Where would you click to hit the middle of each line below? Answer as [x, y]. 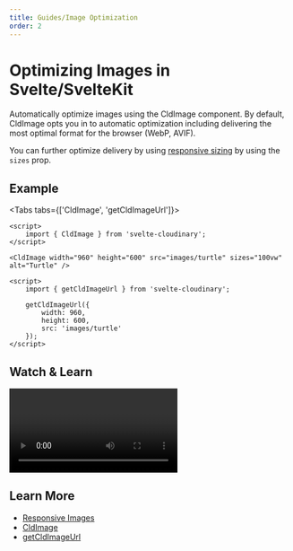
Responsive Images [58, 518]
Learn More [42, 496]
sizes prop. [30, 160]
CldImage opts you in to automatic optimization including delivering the [140, 124]
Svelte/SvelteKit [71, 89]
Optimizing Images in [90, 70]
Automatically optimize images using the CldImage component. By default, [147, 114]
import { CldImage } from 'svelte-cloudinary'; [116, 234]
